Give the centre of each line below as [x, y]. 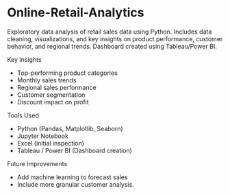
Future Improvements [37, 163]
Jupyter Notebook [42, 136]
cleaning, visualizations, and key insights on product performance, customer [115, 38]
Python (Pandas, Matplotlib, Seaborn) [70, 128]
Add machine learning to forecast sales [72, 177]
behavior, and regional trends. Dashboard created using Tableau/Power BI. [112, 46]
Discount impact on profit [53, 102]
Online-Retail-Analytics [76, 13]
